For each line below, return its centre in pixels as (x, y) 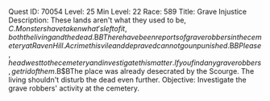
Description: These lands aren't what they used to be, (98, 20)
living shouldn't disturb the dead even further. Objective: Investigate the (128, 80)
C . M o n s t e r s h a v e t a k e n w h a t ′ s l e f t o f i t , (68, 28)
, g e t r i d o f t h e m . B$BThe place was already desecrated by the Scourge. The (131, 71)
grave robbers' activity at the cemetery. (74, 88)
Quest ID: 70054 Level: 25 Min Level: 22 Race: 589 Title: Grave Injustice (128, 12)
